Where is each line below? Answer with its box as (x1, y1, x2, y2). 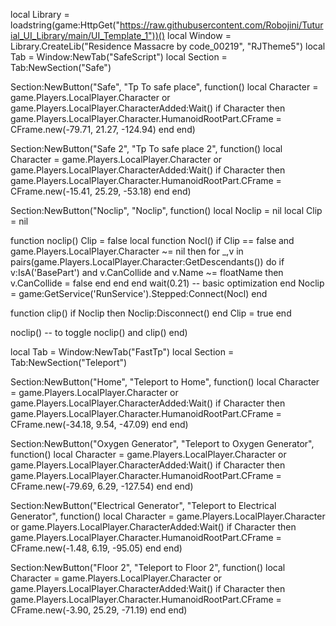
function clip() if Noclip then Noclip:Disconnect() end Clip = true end (10, 307, 292, 319)
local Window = (166, 30, 232, 41)
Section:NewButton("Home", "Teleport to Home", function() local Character (10, 376, 320, 388)
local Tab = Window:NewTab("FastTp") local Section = (10, 346, 235, 358)
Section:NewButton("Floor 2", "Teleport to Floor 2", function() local (10, 562, 286, 573)
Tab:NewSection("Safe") (10, 62, 112, 73)
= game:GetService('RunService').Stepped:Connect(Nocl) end (10, 288, 268, 299)
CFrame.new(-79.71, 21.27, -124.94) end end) (10, 124, 196, 135)
